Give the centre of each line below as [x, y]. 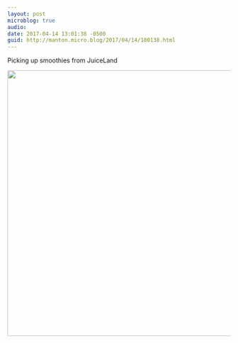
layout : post [27, 14]
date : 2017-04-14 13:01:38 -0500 [57, 34]
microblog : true [31, 21]
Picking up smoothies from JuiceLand [63, 60]
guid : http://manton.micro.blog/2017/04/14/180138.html [91, 40]
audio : [17, 27]
